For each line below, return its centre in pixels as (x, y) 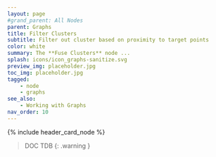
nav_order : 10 (28, 112)
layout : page (26, 14)
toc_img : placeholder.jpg (45, 73)
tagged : (19, 79)
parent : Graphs (30, 27)
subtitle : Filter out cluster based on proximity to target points (108, 40)
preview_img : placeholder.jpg (52, 66)
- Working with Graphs (53, 106)
